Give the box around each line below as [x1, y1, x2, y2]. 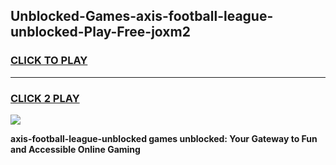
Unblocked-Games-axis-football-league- [10, 8, 274, 25]
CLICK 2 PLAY [10, 91, 80, 105]
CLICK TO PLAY [10, 54, 88, 68]
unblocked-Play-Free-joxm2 [10, 24, 191, 41]
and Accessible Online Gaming [10, 143, 141, 155]
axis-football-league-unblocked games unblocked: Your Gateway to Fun [10, 132, 318, 144]
